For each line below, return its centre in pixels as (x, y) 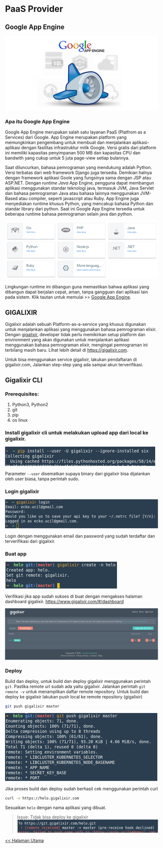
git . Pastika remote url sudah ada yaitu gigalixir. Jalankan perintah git (75, 687)
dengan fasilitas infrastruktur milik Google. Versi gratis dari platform (89, 148)
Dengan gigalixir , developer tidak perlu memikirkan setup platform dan (75, 335)
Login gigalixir (22, 491)
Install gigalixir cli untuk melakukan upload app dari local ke (77, 433)
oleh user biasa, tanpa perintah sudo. (42, 479)
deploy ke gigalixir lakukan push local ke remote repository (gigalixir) (74, 697)
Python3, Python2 (30, 404)
